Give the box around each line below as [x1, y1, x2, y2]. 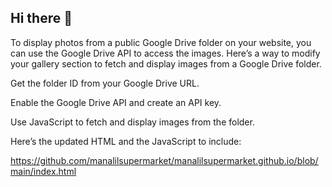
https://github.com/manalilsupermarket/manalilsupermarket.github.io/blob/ [10, 154, 319, 166]
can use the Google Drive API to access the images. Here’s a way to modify [10, 47, 321, 59]
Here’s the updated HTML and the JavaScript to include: [10, 135, 242, 147]
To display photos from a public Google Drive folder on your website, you [10, 36, 312, 48]
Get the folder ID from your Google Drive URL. [10, 77, 200, 89]
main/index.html [10, 165, 77, 177]
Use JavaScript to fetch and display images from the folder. [10, 116, 255, 128]
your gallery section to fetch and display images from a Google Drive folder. [10, 57, 322, 70]
